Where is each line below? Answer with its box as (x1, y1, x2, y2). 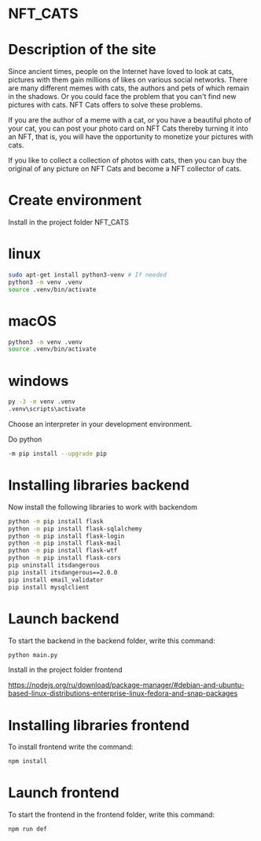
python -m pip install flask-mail (8, 539, 122, 547)
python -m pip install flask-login (8, 532, 125, 540)
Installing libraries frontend (8, 716, 190, 734)
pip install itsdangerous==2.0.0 (8, 568, 118, 576)
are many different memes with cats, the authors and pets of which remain (8, 83, 250, 93)
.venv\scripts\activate (8, 406, 86, 413)
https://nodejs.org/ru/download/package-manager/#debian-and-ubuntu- (8, 681, 245, 690)
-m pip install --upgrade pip (8, 450, 108, 457)
